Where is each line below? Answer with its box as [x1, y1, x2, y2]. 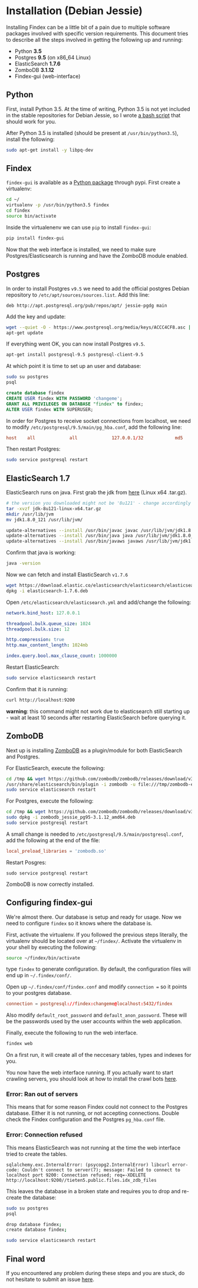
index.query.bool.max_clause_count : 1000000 [6, 653, 117, 659]
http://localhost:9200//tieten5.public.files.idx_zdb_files [6, 1177, 157, 1183]
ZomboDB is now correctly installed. [6, 880, 94, 888]
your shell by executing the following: [6, 944, 97, 951]
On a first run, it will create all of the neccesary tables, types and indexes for [6, 1052, 192, 1059]
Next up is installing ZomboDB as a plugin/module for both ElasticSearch [6, 747, 183, 754]
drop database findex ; [6, 1221, 62, 1227]
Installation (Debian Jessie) [6, 4, 143, 18]
